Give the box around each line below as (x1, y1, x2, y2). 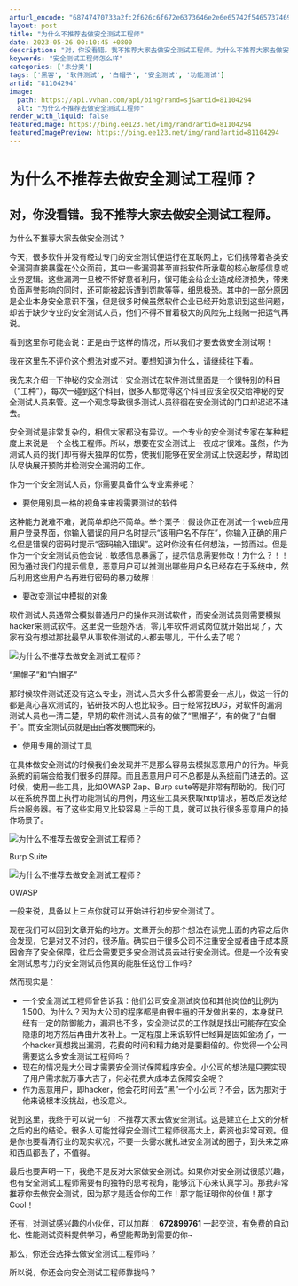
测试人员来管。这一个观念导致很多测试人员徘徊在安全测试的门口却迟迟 (16, 396, 273, 407)
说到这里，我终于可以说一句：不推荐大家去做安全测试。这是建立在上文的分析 (9, 1114, 289, 1125)
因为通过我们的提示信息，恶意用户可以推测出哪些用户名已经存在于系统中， (9, 561, 281, 571)
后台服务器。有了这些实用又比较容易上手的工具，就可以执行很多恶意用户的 (9, 804, 281, 814)
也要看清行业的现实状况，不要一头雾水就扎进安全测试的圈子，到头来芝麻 (24, 1136, 289, 1147)
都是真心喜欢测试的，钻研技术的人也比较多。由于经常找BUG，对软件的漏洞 (9, 699, 283, 710)
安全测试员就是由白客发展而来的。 (35, 721, 161, 732)
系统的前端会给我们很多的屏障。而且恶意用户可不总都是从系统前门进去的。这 (9, 770, 289, 780)
